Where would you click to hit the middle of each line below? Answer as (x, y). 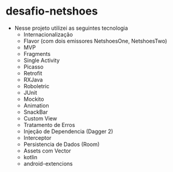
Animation (36, 105)
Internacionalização (48, 34)
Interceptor (38, 137)
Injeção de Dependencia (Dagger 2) (68, 131)
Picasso (33, 67)
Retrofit (33, 73)
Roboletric (36, 86)
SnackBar (36, 112)
